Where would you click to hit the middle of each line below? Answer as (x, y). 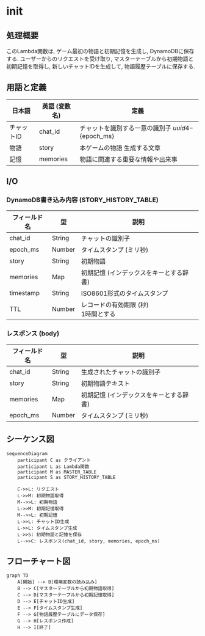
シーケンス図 (30, 439)
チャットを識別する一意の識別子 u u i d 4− (136, 128)
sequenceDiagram (27, 453)
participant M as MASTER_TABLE (57, 472)
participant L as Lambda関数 (53, 466)
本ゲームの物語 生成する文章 (120, 148)
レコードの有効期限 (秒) (115, 305)
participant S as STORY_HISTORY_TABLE (67, 477)
